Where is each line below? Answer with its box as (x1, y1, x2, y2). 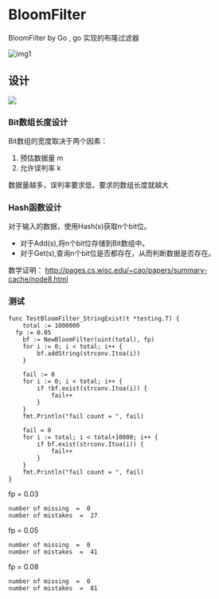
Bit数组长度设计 (8, 116, 68, 128)
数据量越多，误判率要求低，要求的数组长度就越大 (8, 180, 169, 190)
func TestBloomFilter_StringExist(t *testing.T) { (8, 314, 180, 322)
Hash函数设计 (8, 202, 62, 213)
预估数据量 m (19, 153, 64, 163)
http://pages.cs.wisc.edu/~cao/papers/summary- (45, 266, 208, 275)
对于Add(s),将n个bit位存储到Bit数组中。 (19, 238, 150, 248)
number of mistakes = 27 (8, 511, 98, 519)
